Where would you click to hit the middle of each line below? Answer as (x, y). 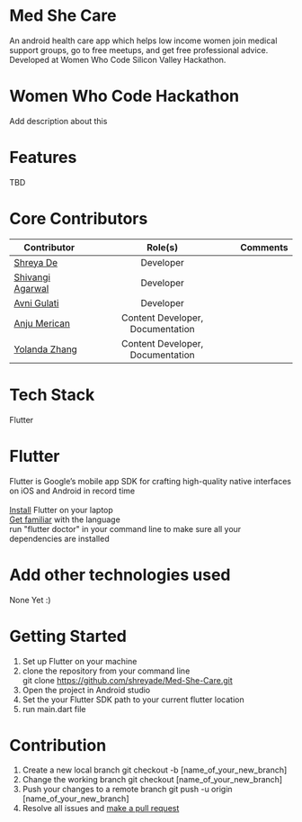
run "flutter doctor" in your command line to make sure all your (125, 528)
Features (43, 158)
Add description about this (58, 121)
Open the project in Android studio (86, 690)
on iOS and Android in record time (72, 491)
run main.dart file (54, 709)
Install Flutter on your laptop (62, 510)
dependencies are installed (59, 538)
